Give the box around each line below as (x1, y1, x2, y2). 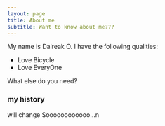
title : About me (7, 17, 55, 24)
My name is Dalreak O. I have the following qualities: (7, 43, 159, 51)
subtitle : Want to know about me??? (7, 23, 114, 30)
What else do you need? (7, 77, 77, 85)
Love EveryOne (17, 64, 62, 72)
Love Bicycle (17, 56, 55, 64)
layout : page (7, 10, 46, 17)
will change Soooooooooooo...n (7, 110, 100, 119)
